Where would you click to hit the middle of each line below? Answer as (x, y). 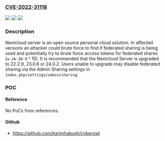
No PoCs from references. (32, 110)
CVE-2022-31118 (26, 7)
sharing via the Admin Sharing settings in (48, 69)
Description (20, 32)
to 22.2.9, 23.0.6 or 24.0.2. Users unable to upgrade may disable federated (83, 64)
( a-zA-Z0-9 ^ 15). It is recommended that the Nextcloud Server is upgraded (82, 58)
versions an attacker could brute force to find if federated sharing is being (81, 48)
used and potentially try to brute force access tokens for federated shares (81, 53)
